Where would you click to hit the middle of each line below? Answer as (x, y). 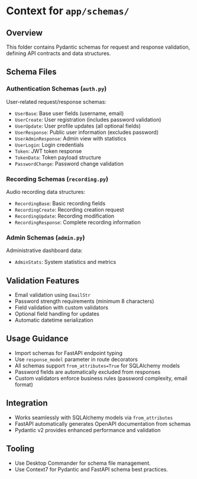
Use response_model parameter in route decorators (76, 359)
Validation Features (43, 281)
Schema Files (31, 72)
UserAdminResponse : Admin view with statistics (70, 138)
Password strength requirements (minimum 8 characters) (84, 301)
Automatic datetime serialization (54, 320)
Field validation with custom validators (61, 308)
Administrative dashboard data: (44, 251)
